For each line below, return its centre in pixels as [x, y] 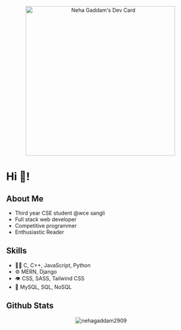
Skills [16, 251]
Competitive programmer [46, 226]
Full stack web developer [45, 219]
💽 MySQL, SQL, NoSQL [43, 287]
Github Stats [30, 306]
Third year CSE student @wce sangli [60, 213]
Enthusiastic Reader [39, 232]
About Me [25, 199]
